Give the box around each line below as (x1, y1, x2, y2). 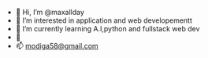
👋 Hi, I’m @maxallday (15, 8, 85, 16)
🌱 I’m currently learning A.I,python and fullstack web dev (15, 24, 200, 33)
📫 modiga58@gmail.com (15, 42, 98, 50)
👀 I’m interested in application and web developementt (15, 16, 193, 25)
